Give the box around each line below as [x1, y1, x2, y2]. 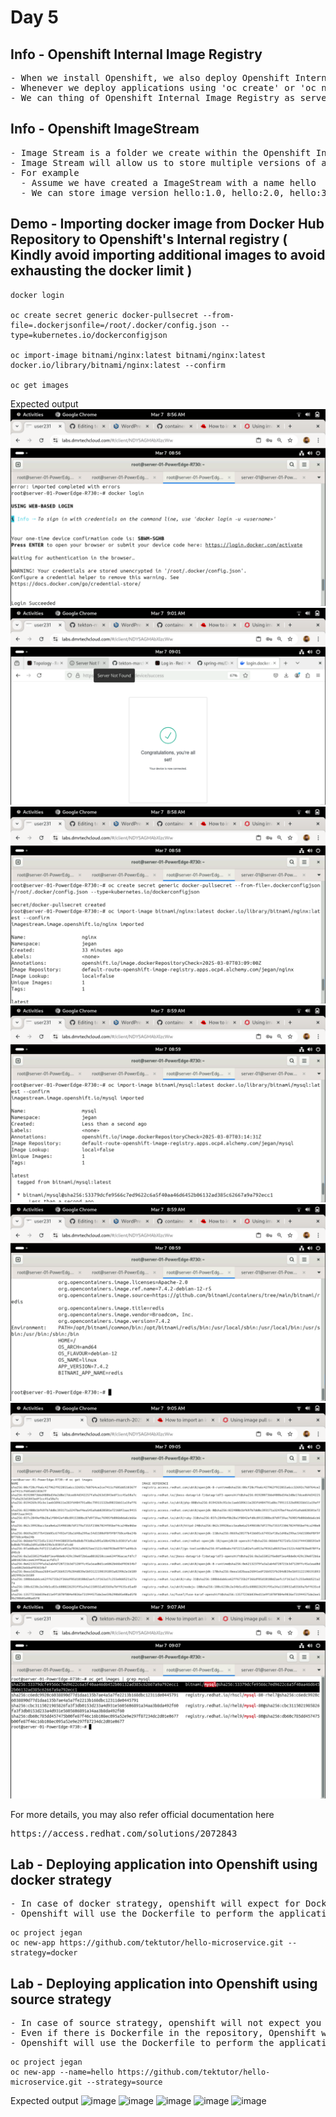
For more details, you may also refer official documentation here [10, 1808, 275, 1820]
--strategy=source [86, 2077, 163, 2088]
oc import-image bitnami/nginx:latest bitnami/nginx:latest [10, 350, 267, 360]
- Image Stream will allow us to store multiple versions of [10, 157, 317, 168]
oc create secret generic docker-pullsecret [10, 310, 199, 320]
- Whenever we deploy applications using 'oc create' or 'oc [10, 82, 317, 93]
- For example [10, 167, 80, 178]
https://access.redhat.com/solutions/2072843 [10, 1827, 238, 1839]
